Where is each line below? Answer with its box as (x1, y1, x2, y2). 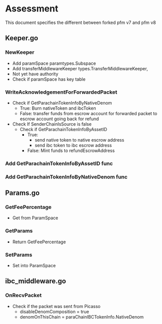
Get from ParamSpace (12, 215, 58, 221)
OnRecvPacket (5, 292, 42, 299)
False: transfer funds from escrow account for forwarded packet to (19, 110, 158, 116)
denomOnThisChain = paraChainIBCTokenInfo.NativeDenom (19, 314, 144, 320)
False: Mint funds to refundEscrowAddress (27, 148, 115, 154)
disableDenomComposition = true (19, 309, 89, 315)
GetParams (5, 227, 33, 234)
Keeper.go (5, 34, 38, 42)
